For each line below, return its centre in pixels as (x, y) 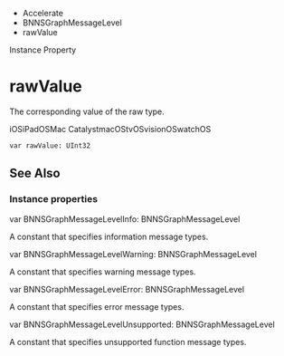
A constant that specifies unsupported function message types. (128, 342)
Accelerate (43, 13)
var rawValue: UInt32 (50, 145)
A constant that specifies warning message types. (103, 272)
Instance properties (53, 199)
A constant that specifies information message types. (109, 236)
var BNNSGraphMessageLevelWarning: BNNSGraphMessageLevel (133, 254)
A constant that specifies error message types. (97, 306)
